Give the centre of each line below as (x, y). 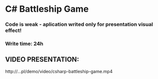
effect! (13, 30)
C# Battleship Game (47, 9)
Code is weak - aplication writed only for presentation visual (79, 25)
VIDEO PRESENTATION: (42, 60)
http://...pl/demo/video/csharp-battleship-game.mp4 (59, 71)
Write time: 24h (24, 44)
